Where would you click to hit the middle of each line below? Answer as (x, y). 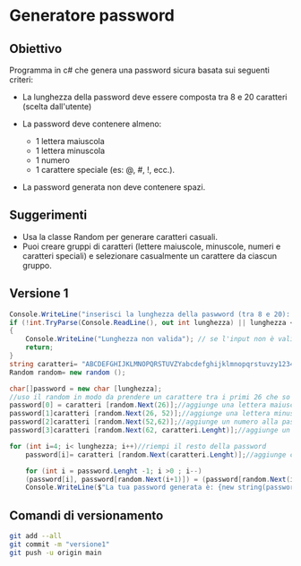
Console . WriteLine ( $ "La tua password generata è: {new (130, 488)
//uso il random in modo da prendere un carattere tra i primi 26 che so (150, 397)
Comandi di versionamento (86, 515)
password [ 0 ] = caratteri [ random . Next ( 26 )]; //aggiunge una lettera (138, 405)
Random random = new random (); (68, 373)
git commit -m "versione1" (60, 544)
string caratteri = (43, 364)
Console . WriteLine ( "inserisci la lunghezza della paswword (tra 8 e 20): (150, 314)
